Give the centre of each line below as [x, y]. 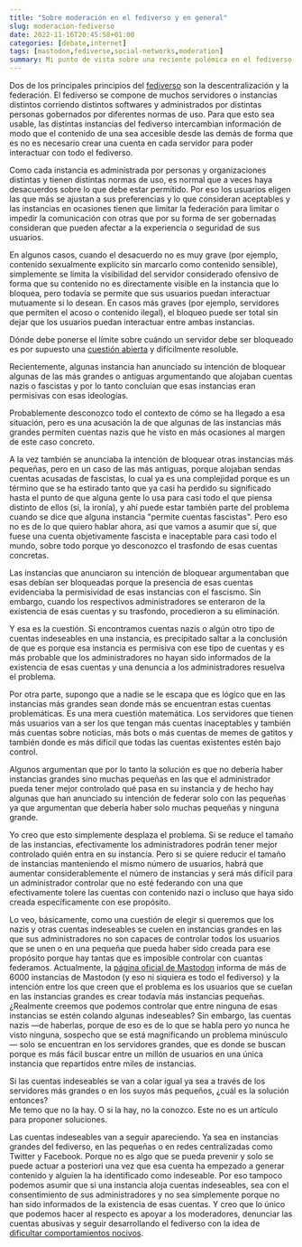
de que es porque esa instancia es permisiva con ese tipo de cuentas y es [147, 648]
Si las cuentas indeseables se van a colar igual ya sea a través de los [137, 1081]
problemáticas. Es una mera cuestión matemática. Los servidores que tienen [151, 713]
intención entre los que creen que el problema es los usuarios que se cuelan [151, 987]
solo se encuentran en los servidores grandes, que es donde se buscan [152, 1044]
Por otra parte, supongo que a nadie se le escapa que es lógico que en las [147, 694]
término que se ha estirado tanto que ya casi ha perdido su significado [141, 488]
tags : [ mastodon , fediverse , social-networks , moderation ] [116, 52]
